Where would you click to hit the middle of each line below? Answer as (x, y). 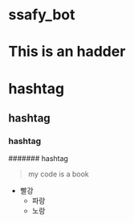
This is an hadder (67, 52)
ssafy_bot (42, 15)
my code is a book (59, 174)
